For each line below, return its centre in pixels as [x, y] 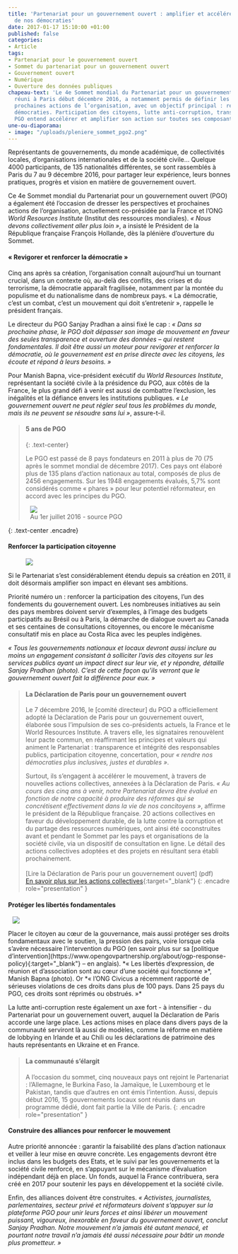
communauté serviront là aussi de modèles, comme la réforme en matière [115, 1030]
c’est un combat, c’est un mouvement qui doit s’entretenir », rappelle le [111, 303]
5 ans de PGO [46, 429]
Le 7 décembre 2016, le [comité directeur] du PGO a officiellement [121, 710]
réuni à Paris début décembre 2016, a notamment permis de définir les [122, 100]
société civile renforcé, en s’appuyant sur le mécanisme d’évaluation [107, 1169]
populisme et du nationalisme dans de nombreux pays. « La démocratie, [113, 295]
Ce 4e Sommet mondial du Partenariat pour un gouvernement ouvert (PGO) [118, 196]
